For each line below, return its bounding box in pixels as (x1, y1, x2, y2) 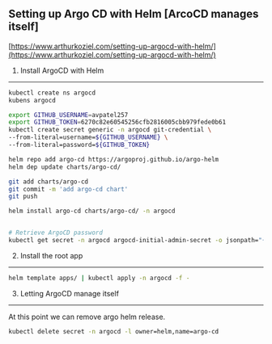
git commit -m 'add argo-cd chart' (8, 185, 129, 193)
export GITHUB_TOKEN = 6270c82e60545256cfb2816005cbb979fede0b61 (8, 118, 227, 127)
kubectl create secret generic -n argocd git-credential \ (8, 126, 212, 134)
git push (8, 192, 38, 201)
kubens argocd (8, 96, 57, 104)
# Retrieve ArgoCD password (8, 229, 104, 237)
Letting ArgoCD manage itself (19, 288, 120, 298)
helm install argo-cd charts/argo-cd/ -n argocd (8, 207, 176, 216)
